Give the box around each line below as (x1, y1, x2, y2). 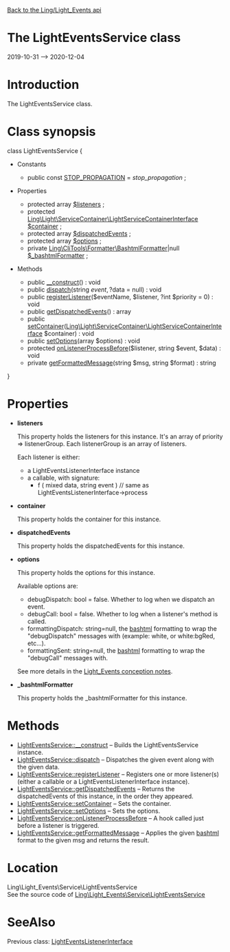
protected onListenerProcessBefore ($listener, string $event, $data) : (27, 344, 221, 352)
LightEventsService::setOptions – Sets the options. (16, 807, 161, 815)
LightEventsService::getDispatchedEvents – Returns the (16, 784, 175, 793)
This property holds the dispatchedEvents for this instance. (16, 541, 185, 550)
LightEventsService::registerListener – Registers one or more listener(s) (16, 770, 220, 778)
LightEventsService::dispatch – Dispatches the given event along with (16, 755, 214, 764)
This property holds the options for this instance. (16, 568, 156, 576)
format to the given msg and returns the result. (16, 835, 150, 844)
